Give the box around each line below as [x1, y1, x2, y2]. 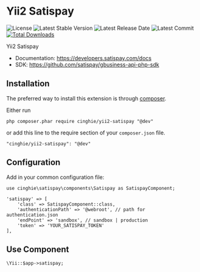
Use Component [6, 244, 69, 254]
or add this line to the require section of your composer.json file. [6, 129, 165, 136]
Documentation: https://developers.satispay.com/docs [15, 54, 152, 61]
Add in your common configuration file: [6, 173, 105, 181]
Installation [6, 78, 50, 89]
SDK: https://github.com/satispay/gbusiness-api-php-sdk [15, 61, 159, 68]
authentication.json [6, 212, 59, 218]
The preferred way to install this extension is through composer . [6, 94, 167, 102]
